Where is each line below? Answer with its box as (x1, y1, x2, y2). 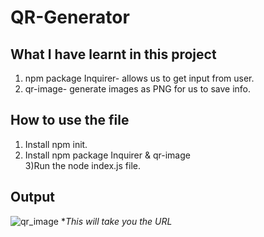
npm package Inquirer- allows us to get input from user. (24, 72, 255, 84)
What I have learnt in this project (10, 46, 217, 63)
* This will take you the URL (60, 215, 173, 227)
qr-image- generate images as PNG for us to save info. (24, 83, 252, 95)
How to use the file (10, 112, 130, 129)
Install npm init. (24, 138, 88, 150)
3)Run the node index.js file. (24, 159, 141, 171)
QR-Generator (10, 6, 130, 29)
